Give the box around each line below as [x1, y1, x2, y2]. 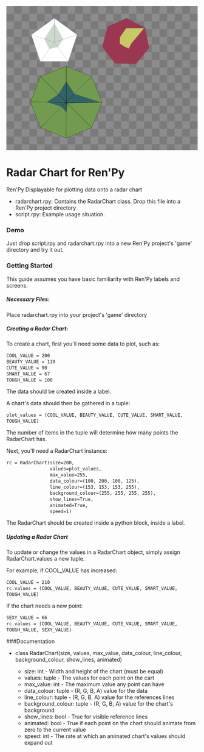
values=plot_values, [49, 466, 102, 472]
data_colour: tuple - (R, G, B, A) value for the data [24, 687, 148, 695]
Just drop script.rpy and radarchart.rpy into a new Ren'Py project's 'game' [6, 239, 192, 247]
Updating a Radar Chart [6, 533, 69, 541]
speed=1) [49, 509, 72, 515]
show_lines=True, [49, 497, 94, 503]
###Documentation [6, 637, 55, 645]
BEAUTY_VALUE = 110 [6, 359, 56, 365]
